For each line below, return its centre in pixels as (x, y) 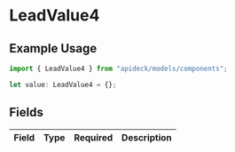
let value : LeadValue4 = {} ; (63, 84)
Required (94, 137)
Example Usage (53, 48)
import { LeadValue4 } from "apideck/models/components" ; (118, 68)
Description (147, 137)
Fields (27, 112)
